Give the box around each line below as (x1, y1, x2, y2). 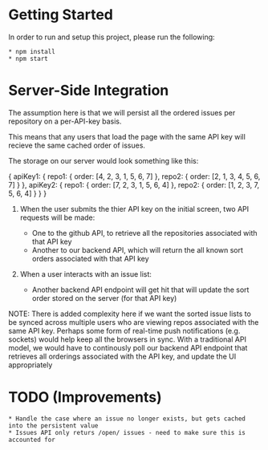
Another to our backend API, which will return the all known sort (31, 245, 243, 254)
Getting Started (8, 6, 114, 24)
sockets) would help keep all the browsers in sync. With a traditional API (8, 334, 247, 344)
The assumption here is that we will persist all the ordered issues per (8, 107, 236, 117)
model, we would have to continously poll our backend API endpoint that (8, 343, 248, 352)
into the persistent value (8, 421, 99, 430)
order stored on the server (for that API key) (31, 293, 177, 302)
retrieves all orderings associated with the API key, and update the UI (8, 351, 237, 361)
